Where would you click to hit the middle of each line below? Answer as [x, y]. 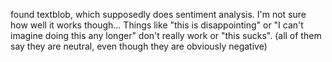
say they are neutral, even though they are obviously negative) [139, 46]
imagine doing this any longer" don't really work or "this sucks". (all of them [166, 35]
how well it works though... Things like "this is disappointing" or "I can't [157, 25]
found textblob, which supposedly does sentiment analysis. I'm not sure [158, 14]
